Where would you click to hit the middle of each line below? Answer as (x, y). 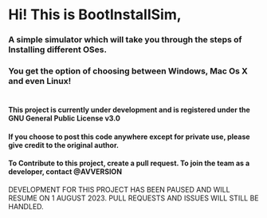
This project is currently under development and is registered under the (130, 110)
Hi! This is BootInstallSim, (95, 15)
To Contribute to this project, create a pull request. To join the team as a (129, 163)
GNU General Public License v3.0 (65, 118)
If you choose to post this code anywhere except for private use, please (129, 137)
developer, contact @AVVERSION (65, 172)
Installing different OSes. (58, 50)
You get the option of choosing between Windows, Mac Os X (128, 71)
